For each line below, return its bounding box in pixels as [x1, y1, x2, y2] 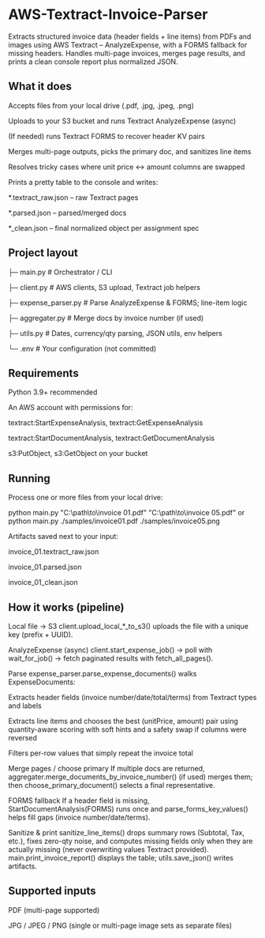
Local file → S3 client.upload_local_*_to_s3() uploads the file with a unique [8, 622, 248, 631]
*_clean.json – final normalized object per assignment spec [8, 223, 200, 232]
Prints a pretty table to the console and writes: [8, 177, 159, 186]
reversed [8, 733, 38, 742]
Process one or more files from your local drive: [8, 492, 163, 503]
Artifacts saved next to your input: [8, 532, 118, 541]
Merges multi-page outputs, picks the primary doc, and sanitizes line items [8, 146, 252, 156]
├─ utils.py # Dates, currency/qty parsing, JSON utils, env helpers [8, 328, 222, 337]
